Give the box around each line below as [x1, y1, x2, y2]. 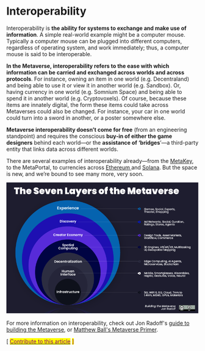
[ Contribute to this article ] [6, 338, 74, 346]
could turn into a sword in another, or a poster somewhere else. [6, 114, 166, 121]
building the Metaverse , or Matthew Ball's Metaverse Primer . [6, 326, 159, 333]
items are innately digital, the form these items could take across [6, 101, 169, 108]
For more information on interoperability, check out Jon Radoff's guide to [6, 319, 190, 327]
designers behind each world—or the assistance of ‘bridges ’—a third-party [6, 139, 199, 146]
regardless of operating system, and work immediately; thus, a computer [6, 44, 189, 51]
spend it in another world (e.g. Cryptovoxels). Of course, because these [6, 95, 187, 102]
